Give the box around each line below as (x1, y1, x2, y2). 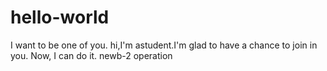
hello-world (10, 6, 110, 29)
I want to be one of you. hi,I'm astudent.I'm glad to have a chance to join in (10, 39, 318, 51)
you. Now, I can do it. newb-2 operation (10, 49, 173, 61)
